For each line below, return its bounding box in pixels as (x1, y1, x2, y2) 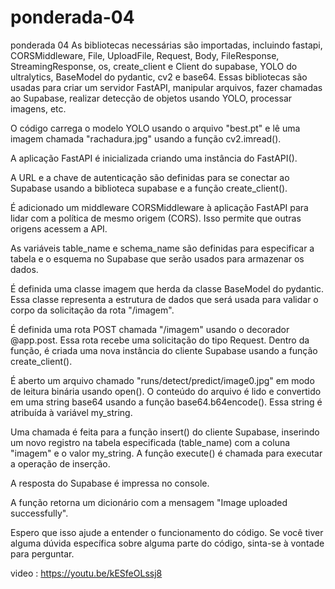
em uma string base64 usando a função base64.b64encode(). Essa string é (10, 396, 323, 408)
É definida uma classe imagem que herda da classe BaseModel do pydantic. (10, 282, 325, 295)
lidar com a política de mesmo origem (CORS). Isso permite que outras (10, 212, 302, 224)
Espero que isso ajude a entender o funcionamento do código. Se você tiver (10, 526, 324, 538)
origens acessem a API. (10, 222, 108, 235)
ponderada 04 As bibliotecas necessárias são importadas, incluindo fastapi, (10, 39, 323, 51)
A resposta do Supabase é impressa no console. (10, 477, 210, 489)
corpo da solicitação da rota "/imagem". (10, 304, 175, 316)
